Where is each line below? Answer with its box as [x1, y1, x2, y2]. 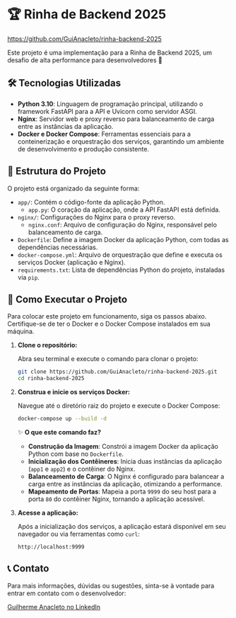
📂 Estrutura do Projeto [7, 165, 106, 178]
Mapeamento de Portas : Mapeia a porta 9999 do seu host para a [28, 487, 217, 496]
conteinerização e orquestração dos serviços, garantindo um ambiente [17, 137, 225, 146]
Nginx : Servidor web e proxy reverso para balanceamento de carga [17, 115, 215, 123]
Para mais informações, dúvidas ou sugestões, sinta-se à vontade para [7, 581, 215, 590]
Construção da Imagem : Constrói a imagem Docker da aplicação [28, 442, 219, 450]
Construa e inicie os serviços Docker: [17, 388, 131, 396]
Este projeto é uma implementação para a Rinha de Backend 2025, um [7, 48, 212, 57]
